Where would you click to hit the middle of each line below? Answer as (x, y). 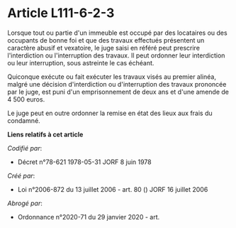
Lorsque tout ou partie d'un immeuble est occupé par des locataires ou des (118, 33)
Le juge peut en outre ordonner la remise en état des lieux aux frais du (110, 113)
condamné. (24, 120)
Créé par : (21, 175)
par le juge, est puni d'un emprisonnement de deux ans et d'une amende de (118, 92)
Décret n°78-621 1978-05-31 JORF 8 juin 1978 (84, 162)
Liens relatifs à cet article (45, 134)
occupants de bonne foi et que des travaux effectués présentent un (106, 40)
